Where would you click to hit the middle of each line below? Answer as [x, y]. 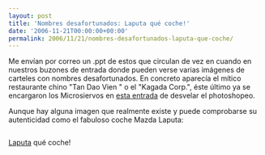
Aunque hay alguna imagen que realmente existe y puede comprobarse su [133, 111]
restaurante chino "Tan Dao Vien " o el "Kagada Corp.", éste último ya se [130, 87]
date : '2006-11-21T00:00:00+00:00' [68, 31]
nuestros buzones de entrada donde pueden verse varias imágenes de [126, 70]
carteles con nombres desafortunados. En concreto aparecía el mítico [125, 78]
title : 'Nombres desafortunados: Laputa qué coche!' [99, 23]
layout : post [30, 16]
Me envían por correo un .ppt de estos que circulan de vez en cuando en [130, 61]
